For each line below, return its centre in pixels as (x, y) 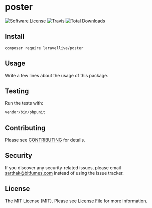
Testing (17, 91)
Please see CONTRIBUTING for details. (45, 140)
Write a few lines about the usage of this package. (57, 75)
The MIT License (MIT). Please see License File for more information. (76, 201)
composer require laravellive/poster (44, 48)
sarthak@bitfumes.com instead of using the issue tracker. (64, 173)
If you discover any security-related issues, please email (63, 167)
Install (15, 37)
